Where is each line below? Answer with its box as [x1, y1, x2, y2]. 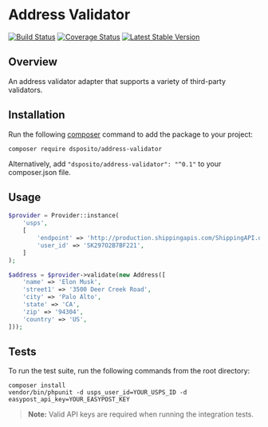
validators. [8, 85, 43, 94]
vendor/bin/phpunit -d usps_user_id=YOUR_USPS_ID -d [8, 389, 187, 397]
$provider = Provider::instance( [8, 212, 120, 220]
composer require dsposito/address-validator [8, 145, 162, 153]
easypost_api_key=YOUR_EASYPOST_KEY [8, 396, 130, 404]
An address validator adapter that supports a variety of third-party [8, 76, 226, 86]
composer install [8, 381, 66, 389]
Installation [8, 108, 65, 122]
